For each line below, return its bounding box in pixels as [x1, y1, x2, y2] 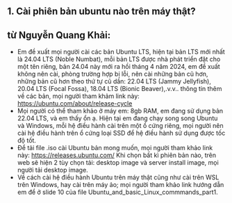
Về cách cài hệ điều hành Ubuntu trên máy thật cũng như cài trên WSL [17, 173, 219, 181]
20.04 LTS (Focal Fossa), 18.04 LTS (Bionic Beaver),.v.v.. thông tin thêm [17, 85, 222, 93]
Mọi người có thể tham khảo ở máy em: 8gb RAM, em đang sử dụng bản [17, 107, 224, 115]
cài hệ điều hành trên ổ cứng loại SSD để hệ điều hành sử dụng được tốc [17, 129, 226, 138]
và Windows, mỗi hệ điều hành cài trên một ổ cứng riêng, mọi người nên [17, 122, 224, 130]
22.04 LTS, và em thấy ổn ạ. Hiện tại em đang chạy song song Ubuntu [17, 114, 218, 122]
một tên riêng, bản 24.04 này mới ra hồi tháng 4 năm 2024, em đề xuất [17, 63, 220, 71]
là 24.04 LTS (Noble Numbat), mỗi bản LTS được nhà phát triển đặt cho [17, 55, 221, 63]
